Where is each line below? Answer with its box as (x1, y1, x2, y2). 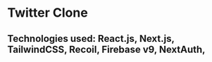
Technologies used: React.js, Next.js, (7, 33, 175, 45)
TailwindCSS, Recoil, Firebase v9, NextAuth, (7, 43, 206, 55)
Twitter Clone (7, 5, 88, 21)
